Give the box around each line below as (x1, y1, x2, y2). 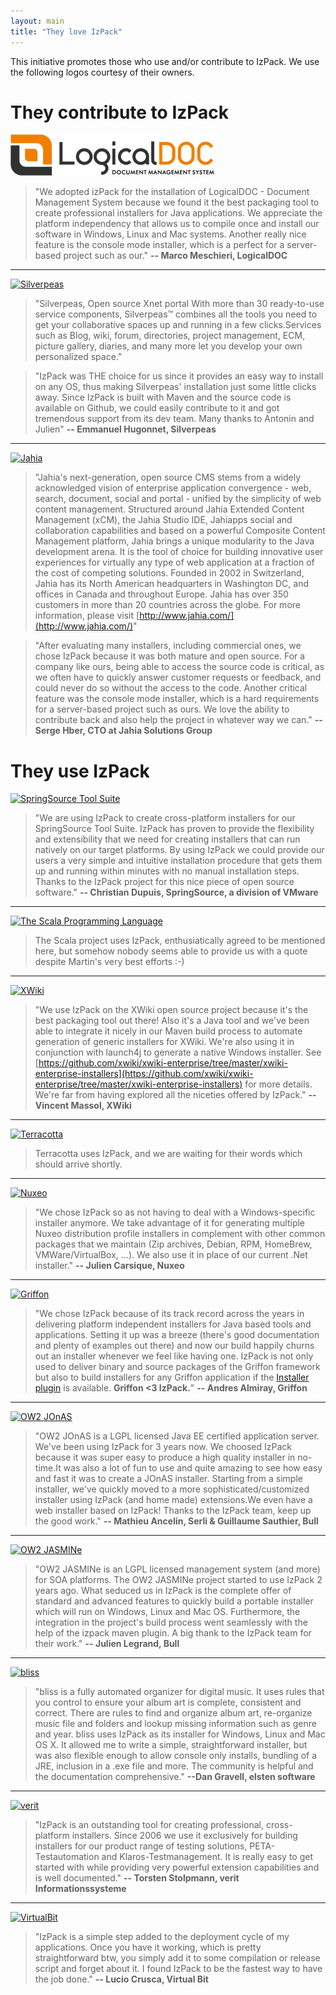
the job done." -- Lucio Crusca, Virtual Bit (34, 1973, 209, 1985)
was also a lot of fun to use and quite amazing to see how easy (63, 1462, 323, 1474)
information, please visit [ (34, 610, 140, 622)
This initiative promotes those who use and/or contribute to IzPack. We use (10, 55, 320, 67)
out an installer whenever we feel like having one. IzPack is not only (34, 1350, 314, 1362)
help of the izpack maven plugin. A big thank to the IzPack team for (34, 1627, 312, 1639)
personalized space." (34, 351, 123, 363)
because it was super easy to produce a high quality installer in (34, 1451, 296, 1464)
